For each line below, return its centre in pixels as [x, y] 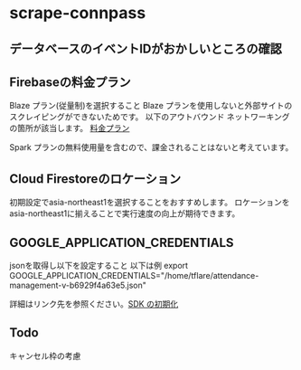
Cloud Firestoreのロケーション [95, 179]
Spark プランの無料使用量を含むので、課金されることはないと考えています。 [151, 147]
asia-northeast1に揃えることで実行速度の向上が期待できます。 [125, 213]
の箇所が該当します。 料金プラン [70, 128]
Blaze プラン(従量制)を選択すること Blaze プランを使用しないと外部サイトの [151, 106]
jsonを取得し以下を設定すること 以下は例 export [99, 266]
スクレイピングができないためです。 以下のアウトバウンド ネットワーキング [150, 117]
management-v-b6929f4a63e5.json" [78, 285]
